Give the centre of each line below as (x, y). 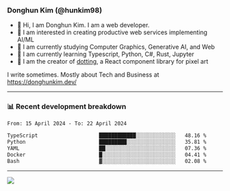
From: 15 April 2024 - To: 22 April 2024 (67, 123)
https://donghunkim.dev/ (42, 82)
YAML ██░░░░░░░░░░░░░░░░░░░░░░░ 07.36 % (107, 149)
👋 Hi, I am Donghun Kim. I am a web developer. (83, 25)
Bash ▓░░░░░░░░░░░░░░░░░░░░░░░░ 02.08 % (107, 161)
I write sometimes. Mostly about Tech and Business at (83, 75)
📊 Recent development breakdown (67, 107)
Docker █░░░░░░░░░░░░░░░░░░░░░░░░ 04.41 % (107, 155)
